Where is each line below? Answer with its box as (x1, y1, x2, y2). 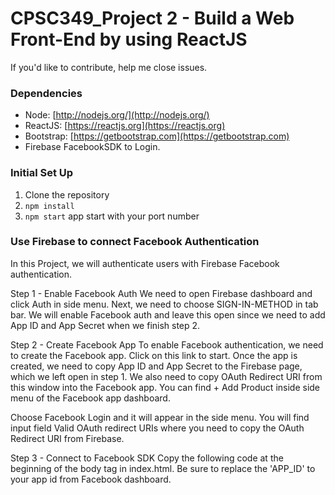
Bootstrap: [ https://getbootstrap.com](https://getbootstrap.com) (24, 130, 290, 142)
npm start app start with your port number (24, 210, 200, 222)
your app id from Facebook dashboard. (10, 473, 172, 485)
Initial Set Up (10, 166, 74, 180)
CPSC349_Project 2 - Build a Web (10, 7, 295, 30)
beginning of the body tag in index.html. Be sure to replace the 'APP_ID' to (10, 462, 316, 474)
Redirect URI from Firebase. (10, 432, 125, 444)
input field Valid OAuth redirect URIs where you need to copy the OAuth (10, 422, 305, 434)
